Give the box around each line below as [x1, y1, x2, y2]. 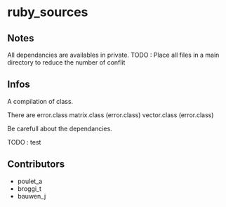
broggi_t [17, 184, 42, 193]
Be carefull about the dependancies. [7, 124, 112, 133]
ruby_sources [7, 4, 88, 20]
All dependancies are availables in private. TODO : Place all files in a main [7, 51, 220, 59]
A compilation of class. [7, 97, 74, 105]
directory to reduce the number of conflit [7, 58, 126, 67]
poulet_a [17, 177, 43, 185]
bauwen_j [17, 192, 46, 200]
